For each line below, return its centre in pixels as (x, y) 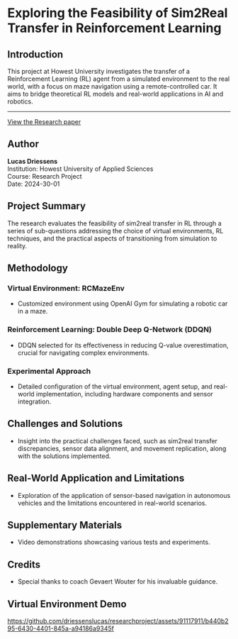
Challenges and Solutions (65, 424)
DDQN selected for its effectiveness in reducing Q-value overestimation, (123, 345)
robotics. (20, 101)
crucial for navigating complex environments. (84, 352)
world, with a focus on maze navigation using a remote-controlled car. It (112, 86)
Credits (24, 564)
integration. (34, 401)
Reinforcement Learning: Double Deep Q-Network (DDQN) (110, 330)
